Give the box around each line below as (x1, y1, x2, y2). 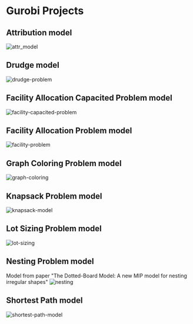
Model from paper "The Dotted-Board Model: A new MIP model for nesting (6, 272, 187, 279)
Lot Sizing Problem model (6, 224, 102, 234)
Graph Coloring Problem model (6, 158, 122, 168)
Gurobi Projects (6, 4, 84, 18)
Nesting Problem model (6, 256, 94, 266)
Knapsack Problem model (6, 191, 102, 201)
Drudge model (6, 60, 60, 70)
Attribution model (6, 28, 72, 38)
